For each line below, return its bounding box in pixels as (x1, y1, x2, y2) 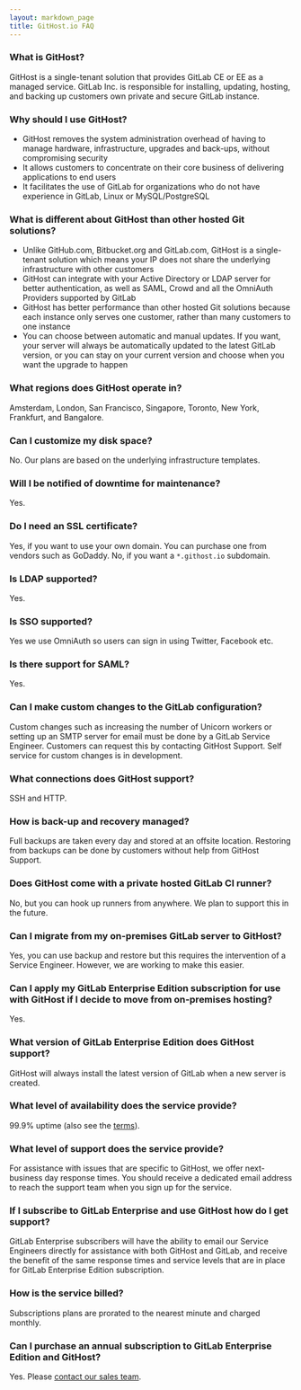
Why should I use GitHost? (9, 113, 128, 126)
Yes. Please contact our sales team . (9, 1371, 142, 1382)
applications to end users (22, 172, 117, 182)
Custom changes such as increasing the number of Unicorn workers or (9, 721, 272, 732)
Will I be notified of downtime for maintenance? (9, 477, 221, 490)
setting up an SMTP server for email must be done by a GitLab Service (9, 730, 270, 741)
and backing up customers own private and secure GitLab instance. (9, 91, 261, 102)
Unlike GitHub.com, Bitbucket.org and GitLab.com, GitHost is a (22, 244, 254, 256)
